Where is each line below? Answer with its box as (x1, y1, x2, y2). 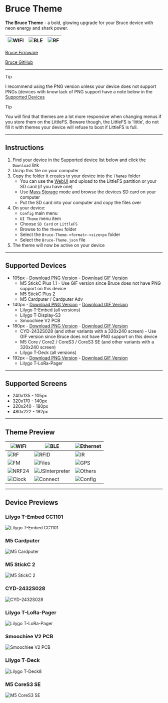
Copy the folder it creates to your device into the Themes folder (12, 173, 140, 179)
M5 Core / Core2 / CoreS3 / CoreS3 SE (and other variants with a (19, 338, 154, 344)
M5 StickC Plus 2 (19, 291, 55, 297)
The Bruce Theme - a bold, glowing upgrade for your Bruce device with (5, 20, 153, 26)
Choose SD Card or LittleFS (19, 220, 78, 226)
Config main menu (19, 210, 58, 216)
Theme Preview (5, 428, 55, 436)
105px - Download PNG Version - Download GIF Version (12, 275, 128, 281)
